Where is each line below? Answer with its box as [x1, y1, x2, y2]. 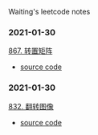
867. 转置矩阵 [8, 46, 53, 55]
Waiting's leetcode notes [8, 7, 91, 16]
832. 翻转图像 [8, 101, 54, 111]
